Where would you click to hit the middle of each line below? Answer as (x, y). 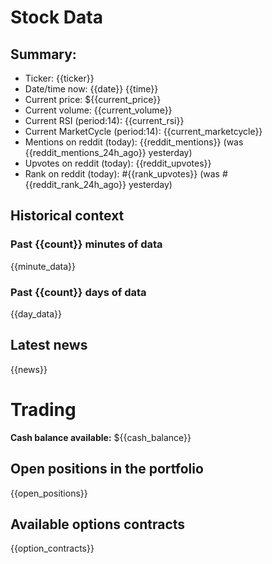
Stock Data (56, 17)
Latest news (49, 345)
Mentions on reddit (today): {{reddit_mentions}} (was (134, 142)
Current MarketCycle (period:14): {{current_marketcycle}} (143, 131)
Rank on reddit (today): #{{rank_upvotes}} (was (122, 174)
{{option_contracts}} (52, 548)
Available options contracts (98, 524)
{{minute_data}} (43, 266)
